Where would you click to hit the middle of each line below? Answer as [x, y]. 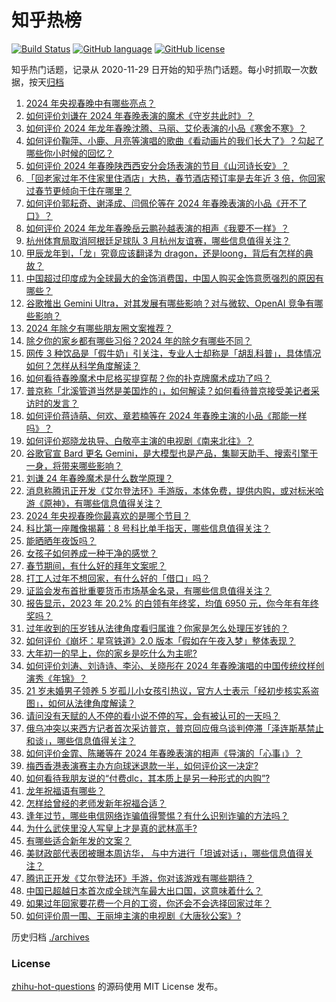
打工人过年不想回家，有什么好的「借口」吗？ [118, 578]
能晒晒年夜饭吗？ [61, 540]
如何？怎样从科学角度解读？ [83, 365]
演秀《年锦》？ [56, 678]
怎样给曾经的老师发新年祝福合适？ [96, 803]
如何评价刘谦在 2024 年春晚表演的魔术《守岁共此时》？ [140, 115]
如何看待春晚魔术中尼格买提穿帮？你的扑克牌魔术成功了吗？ [148, 378]
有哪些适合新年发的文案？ [78, 840]
